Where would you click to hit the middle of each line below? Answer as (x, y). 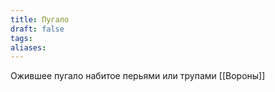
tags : (21, 38)
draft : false (37, 29)
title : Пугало (40, 19)
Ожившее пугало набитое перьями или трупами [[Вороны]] (138, 76)
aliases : (28, 47)
